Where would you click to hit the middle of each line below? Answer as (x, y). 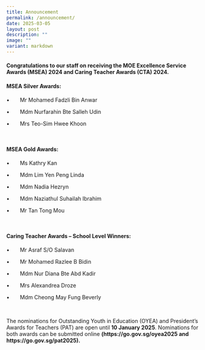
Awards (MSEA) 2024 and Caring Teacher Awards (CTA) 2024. (88, 72)
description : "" (27, 35)
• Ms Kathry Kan (32, 163)
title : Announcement (33, 12)
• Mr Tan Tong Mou (35, 210)
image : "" (19, 40)
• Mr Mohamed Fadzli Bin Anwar (52, 100)
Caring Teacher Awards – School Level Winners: (69, 236)
